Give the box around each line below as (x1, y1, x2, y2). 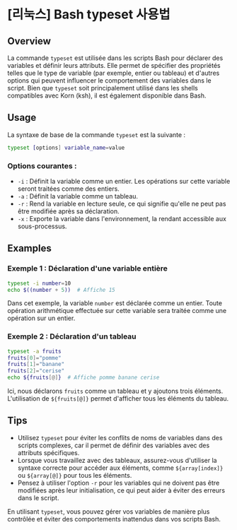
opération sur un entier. (7, 314, 76, 322)
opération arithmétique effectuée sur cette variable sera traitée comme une (7, 307, 227, 315)
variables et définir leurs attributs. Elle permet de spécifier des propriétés (7, 61, 221, 69)
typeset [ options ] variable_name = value (7, 144, 125, 151)
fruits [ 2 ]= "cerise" (7, 367, 65, 375)
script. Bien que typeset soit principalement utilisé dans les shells (7, 84, 198, 92)
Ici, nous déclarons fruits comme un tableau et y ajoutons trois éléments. (7, 387, 224, 396)
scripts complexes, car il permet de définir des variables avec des (17, 441, 210, 449)
